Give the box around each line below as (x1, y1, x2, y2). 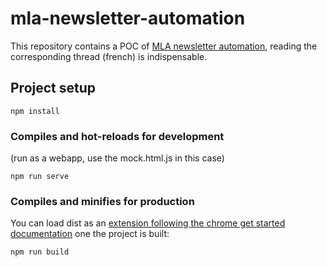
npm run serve (10, 172, 70, 182)
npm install (10, 106, 60, 116)
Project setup (10, 80, 97, 97)
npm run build (10, 247, 70, 257)
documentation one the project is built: (10, 228, 170, 240)
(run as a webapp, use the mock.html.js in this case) (10, 152, 225, 164)
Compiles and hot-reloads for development (10, 129, 225, 143)
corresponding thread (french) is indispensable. (10, 50, 208, 62)
